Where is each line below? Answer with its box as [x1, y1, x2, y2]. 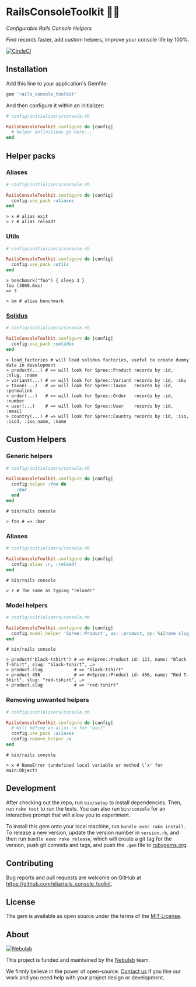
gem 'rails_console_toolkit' [6, 91, 77, 97]
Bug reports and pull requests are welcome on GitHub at [6, 874, 142, 881]
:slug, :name [6, 372, 38, 378]
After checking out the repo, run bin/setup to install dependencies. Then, [6, 799, 182, 806]
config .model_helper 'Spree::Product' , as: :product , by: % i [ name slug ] [11, 630, 192, 636]
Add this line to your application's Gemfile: [6, 80, 108, 87]
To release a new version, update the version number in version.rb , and [6, 829, 180, 836]
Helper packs [6, 151, 56, 160]
